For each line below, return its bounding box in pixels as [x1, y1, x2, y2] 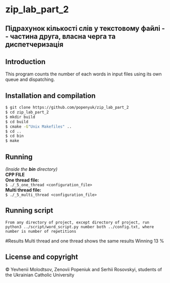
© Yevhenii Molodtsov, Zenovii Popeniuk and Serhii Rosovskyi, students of [5, 266, 162, 272]
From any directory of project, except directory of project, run [5, 219, 150, 225]
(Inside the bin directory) [5, 166, 58, 172]
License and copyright [5, 253, 78, 261]
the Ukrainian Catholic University [5, 272, 75, 278]
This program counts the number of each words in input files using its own [5, 71, 162, 77]
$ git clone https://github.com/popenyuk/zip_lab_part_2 [5, 105, 129, 110]
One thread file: [5, 177, 39, 183]
